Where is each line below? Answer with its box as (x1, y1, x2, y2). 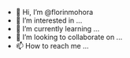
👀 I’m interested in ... (15, 16, 83, 25)
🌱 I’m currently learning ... (15, 24, 100, 33)
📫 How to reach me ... (15, 42, 89, 50)
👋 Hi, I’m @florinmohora (15, 8, 94, 16)
